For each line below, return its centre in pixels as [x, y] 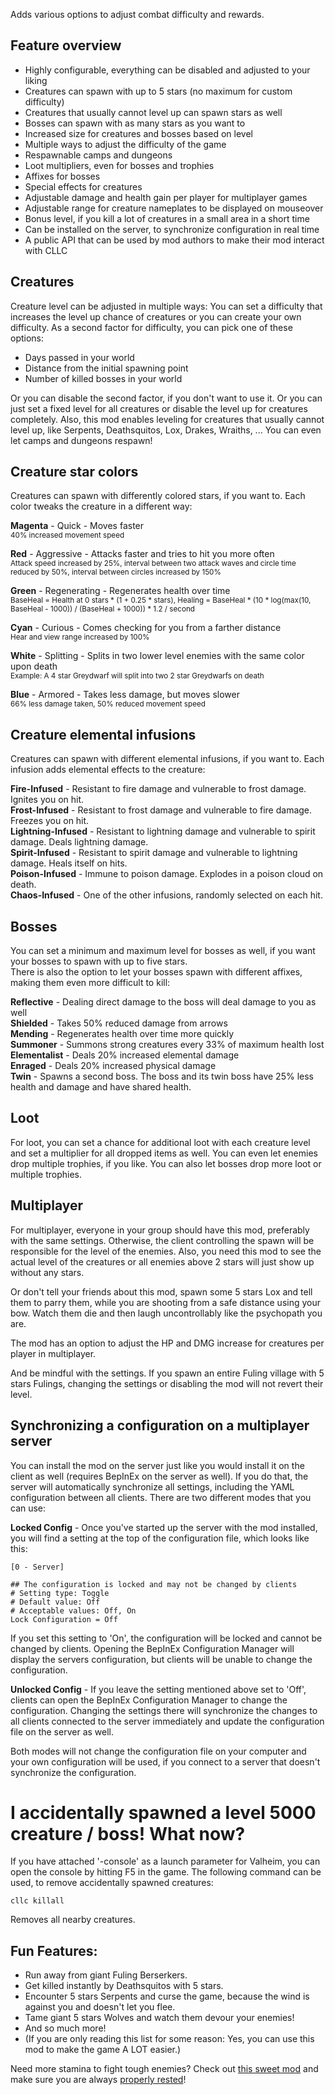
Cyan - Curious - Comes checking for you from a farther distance [146, 628]
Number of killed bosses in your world [103, 378]
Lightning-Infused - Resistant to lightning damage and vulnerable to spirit [163, 831]
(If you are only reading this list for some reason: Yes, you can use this [169, 2039]
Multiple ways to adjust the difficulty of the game [125, 144]
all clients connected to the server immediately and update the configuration [167, 1721]
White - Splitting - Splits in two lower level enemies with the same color [157, 656]
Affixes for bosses [62, 176]
